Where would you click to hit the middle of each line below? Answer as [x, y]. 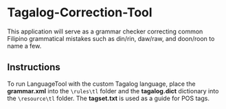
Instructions [34, 67]
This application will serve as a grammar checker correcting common [105, 31]
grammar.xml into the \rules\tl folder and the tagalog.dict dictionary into [113, 91]
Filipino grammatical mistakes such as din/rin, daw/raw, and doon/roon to [111, 38]
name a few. [24, 46]
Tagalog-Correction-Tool [80, 13]
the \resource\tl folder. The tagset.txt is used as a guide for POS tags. [108, 98]
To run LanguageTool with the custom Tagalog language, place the [101, 84]
